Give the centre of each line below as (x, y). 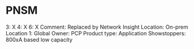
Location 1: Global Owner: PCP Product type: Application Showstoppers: (96, 33)
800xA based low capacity (39, 39)
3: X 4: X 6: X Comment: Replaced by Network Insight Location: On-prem (97, 27)
